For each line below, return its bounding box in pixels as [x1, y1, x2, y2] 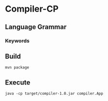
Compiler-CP [5, 3, 59, 15]
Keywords [5, 37, 30, 44]
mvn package [5, 65, 29, 70]
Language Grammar [5, 23, 67, 31]
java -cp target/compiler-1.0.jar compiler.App [5, 91, 104, 96]
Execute [5, 78, 31, 86]
